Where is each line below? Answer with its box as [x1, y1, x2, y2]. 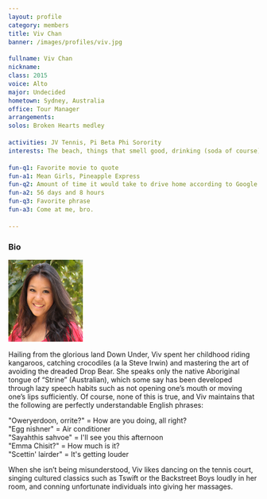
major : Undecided [8, 88, 66, 96]
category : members [8, 21, 69, 29]
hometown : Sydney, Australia [8, 96, 105, 105]
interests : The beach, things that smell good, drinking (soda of [8, 147, 233, 155]
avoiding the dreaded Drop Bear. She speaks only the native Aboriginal [8, 366, 240, 376]
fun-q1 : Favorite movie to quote [8, 164, 119, 172]
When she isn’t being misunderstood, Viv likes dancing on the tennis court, [8, 465, 253, 474]
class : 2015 [8, 72, 48, 79]
